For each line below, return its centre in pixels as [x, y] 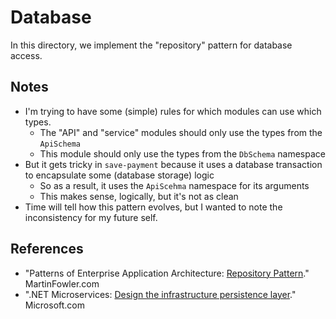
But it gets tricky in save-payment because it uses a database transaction [173, 164]
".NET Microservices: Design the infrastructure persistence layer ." [160, 294]
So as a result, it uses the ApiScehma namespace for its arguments [174, 185]
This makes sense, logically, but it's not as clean [139, 196]
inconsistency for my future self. [91, 217]
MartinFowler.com [62, 283]
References [47, 249]
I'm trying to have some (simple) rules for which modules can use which [173, 111]
